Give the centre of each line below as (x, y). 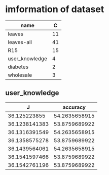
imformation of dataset (55, 9)
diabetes (18, 67)
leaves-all (20, 42)
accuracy (74, 107)
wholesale (20, 75)
